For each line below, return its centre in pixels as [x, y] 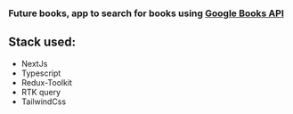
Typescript [41, 73]
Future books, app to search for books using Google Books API [146, 13]
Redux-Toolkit [47, 82]
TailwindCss [44, 102]
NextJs [34, 63]
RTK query [41, 92]
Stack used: [42, 42]
